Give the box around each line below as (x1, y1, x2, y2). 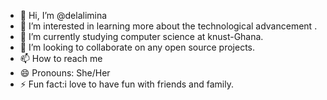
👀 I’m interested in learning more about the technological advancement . (19, 20, 318, 32)
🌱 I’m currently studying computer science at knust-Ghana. (19, 31, 264, 42)
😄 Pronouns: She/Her (19, 67, 111, 79)
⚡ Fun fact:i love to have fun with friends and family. (19, 78, 234, 90)
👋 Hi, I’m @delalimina (19, 10, 108, 21)
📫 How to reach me (19, 53, 103, 64)
